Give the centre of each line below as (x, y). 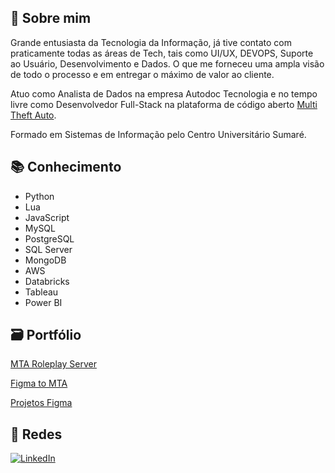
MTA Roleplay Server (53, 364)
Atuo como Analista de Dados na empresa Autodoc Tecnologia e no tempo (164, 93)
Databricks (47, 281)
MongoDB (45, 260)
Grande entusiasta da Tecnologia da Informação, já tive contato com (151, 42)
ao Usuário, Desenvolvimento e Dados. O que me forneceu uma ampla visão (167, 63)
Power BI (43, 302)
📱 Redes (36, 434)
